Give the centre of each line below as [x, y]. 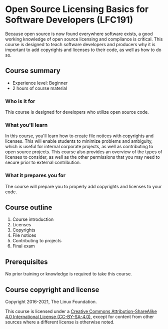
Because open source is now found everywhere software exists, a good [79, 34]
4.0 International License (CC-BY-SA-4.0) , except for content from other [79, 317]
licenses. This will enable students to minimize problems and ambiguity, [79, 141]
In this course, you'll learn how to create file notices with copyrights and [79, 136]
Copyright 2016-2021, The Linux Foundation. [51, 302]
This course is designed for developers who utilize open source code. [77, 112]
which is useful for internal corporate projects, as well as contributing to [79, 147]
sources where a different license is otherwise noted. [60, 322]
